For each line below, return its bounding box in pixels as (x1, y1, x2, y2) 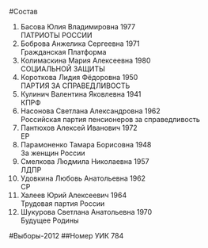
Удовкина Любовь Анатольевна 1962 (20, 174, 146, 183)
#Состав (9, 7, 38, 16)
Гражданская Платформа (20, 48, 107, 56)
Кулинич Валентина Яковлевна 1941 (20, 90, 142, 98)
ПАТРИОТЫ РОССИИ (20, 31, 93, 40)
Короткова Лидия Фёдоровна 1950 (20, 73, 138, 82)
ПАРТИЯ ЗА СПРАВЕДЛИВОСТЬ (20, 81, 130, 90)
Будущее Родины (20, 216, 79, 225)
